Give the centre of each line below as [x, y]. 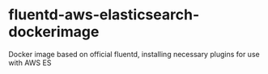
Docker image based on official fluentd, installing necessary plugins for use [134, 54]
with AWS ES [30, 63]
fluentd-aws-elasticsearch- [104, 15]
